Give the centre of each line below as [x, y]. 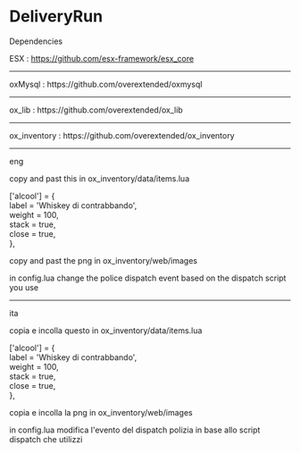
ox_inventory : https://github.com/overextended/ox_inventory [122, 135]
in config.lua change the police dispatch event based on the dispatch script [148, 278]
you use [24, 287]
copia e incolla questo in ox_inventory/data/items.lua [106, 330]
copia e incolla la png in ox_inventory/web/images [101, 412]
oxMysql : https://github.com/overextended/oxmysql [106, 84]
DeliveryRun [56, 17]
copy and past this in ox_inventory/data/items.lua [100, 178]
